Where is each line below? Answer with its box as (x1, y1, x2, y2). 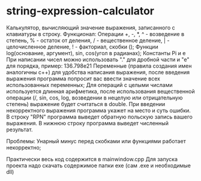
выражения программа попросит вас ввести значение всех (6, 75, 161, 82)
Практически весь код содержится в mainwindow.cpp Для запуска (6, 155, 178, 162)
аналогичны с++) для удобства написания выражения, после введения (6, 68, 190, 76)
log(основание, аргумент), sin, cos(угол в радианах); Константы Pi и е (6, 49, 186, 56)
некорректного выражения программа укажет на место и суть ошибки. (6, 107, 191, 114)
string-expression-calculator (6, 4, 155, 18)
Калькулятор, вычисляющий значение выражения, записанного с (6, 24, 175, 31)
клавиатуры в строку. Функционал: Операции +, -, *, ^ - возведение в (6, 30, 185, 37)
